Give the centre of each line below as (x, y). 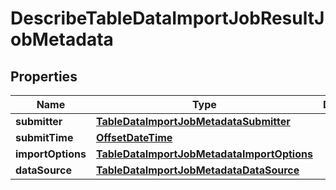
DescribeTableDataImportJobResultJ (167, 18)
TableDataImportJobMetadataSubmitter (193, 121)
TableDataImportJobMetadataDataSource (197, 170)
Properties (44, 76)
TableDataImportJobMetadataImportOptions (204, 154)
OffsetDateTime (134, 137)
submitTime (44, 137)
